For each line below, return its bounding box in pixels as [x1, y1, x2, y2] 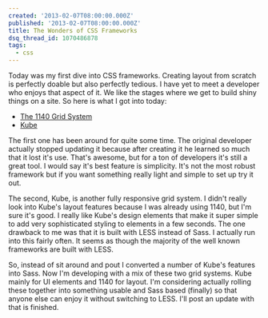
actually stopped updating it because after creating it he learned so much [8, 145, 250, 153]
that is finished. [8, 303, 59, 312]
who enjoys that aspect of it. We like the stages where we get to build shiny [8, 88, 258, 97]
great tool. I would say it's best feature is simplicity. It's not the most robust [8, 161, 256, 170]
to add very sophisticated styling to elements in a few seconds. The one [8, 219, 246, 229]
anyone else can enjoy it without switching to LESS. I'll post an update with [8, 294, 254, 304]
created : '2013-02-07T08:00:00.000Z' [8, 11, 134, 20]
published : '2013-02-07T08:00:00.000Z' [8, 19, 142, 27]
